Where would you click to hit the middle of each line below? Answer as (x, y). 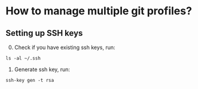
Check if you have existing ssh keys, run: (65, 47)
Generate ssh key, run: (42, 69)
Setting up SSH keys (44, 33)
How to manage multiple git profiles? (99, 11)
